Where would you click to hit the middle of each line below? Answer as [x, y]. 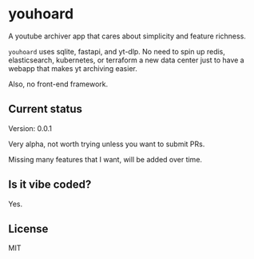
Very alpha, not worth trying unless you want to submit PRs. [107, 144]
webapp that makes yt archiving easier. [73, 68]
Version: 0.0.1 [30, 128]
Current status [45, 109]
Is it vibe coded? [50, 185]
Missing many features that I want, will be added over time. [105, 159]
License [28, 229]
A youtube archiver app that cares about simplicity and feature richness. [127, 36]
